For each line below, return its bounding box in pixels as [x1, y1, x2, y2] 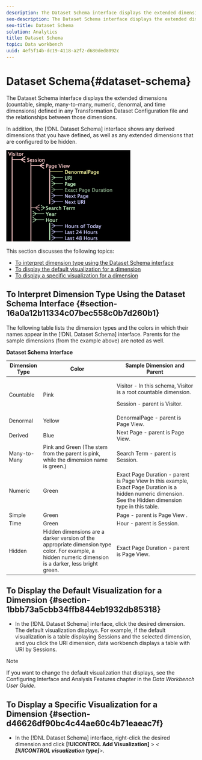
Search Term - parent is [116, 450, 176, 457]
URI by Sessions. [14, 646, 57, 653]
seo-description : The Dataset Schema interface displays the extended [6, 16, 187, 22]
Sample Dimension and [125, 362, 185, 369]
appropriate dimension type [43, 541, 112, 548]
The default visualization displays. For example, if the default [14, 626, 166, 634]
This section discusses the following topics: [6, 247, 114, 255]
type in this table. [116, 503, 159, 510]
